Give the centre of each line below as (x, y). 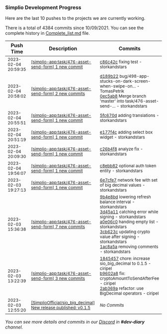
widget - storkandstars (122, 137)
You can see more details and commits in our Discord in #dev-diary (75, 322)
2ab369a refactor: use (122, 288)
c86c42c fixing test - (121, 62)
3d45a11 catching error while (129, 212)
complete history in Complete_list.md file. (48, 33)
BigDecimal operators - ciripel (129, 293)
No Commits (112, 305)
